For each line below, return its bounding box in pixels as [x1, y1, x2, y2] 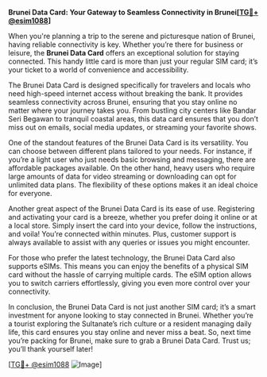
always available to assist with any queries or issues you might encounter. [8, 238, 250, 247]
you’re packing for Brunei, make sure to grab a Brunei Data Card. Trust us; [8, 336, 251, 345]
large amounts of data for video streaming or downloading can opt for [8, 171, 237, 181]
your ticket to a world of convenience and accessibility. [8, 65, 189, 75]
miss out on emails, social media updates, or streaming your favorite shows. [8, 123, 257, 132]
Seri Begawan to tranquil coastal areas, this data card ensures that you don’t [8, 114, 259, 123]
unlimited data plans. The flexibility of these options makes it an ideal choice [8, 180, 258, 190]
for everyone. [8, 189, 52, 198]
